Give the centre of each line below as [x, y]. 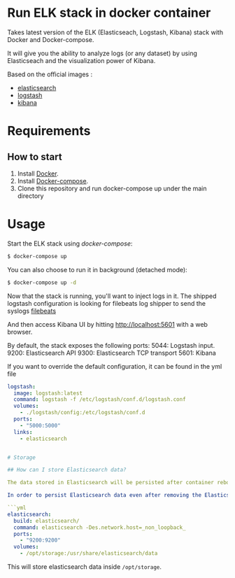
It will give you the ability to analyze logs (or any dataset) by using [102, 53]
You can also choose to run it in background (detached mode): [97, 269]
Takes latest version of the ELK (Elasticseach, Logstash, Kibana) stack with [115, 32]
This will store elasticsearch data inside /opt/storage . [85, 567]
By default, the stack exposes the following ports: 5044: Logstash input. [111, 345]
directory [30, 196]
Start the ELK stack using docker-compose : [70, 244]
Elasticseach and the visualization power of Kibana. [81, 60]
